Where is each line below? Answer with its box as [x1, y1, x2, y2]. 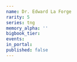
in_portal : [6, 42, 33, 48]
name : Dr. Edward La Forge [6, 8, 72, 15]
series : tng [6, 19, 35, 25]
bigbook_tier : [6, 31, 41, 37]
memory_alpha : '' [6, 25, 48, 31]
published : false [6, 47, 48, 53]
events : [6, 36, 25, 42]
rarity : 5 [6, 14, 30, 20]
